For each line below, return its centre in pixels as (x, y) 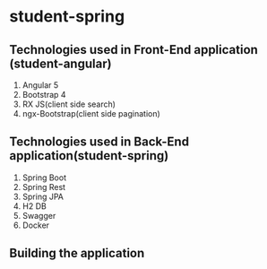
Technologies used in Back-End (99, 142)
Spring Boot (44, 178)
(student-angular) (60, 63)
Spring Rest (43, 187)
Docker (36, 225)
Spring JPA (43, 196)
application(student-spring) (89, 156)
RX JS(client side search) (69, 104)
